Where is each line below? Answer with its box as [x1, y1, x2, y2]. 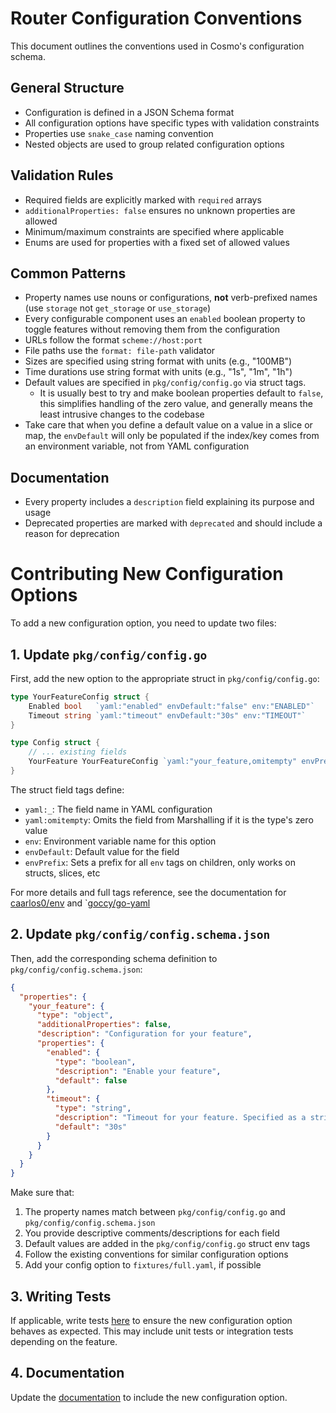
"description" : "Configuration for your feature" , [36, 1029, 253, 1039]
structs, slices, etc [24, 867, 101, 879]
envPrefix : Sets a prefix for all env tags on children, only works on [24, 856, 297, 868]
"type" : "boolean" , [54, 1057, 137, 1067]
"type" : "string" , [54, 1103, 132, 1114]
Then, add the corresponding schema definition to [10, 952, 218, 964]
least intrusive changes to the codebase [39, 408, 205, 421]
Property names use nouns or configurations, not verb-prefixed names [24, 292, 318, 304]
